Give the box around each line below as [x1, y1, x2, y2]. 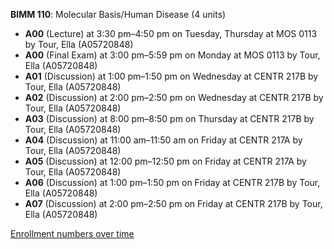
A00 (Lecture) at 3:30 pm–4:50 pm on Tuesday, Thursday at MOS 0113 [24, 28, 318, 39]
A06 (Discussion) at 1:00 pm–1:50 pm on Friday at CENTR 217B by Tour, [24, 177, 321, 188]
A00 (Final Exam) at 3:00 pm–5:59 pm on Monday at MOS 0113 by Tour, [24, 49, 321, 61]
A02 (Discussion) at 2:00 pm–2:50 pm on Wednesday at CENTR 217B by [24, 92, 324, 103]
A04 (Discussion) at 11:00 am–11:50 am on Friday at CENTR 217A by [24, 134, 303, 146]
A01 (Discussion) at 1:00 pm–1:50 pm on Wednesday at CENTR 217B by [24, 70, 319, 82]
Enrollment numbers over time [10, 228, 135, 239]
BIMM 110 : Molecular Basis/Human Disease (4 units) [10, 9, 227, 20]
